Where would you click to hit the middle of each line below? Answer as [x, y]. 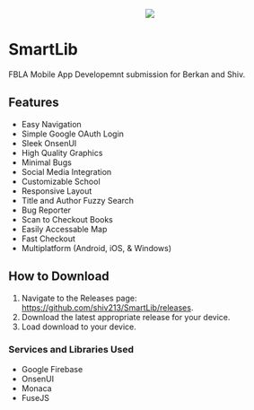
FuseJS [35, 397]
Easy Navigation [51, 124]
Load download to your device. [79, 327]
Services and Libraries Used [71, 350]
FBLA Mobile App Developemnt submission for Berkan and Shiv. [127, 74]
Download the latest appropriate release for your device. [126, 317]
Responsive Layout [57, 191]
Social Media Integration [66, 171]
